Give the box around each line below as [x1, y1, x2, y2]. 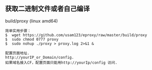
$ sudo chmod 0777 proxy [5, 37, 58, 42]
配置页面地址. [5, 50, 30, 55]
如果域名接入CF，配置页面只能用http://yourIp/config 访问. [5, 60, 118, 65]
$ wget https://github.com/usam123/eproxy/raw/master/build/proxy [5, 32, 148, 38]
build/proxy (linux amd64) [5, 18, 58, 23]
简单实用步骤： [5, 28, 31, 33]
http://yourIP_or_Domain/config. [5, 55, 74, 60]
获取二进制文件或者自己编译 [5, 4, 90, 13]
